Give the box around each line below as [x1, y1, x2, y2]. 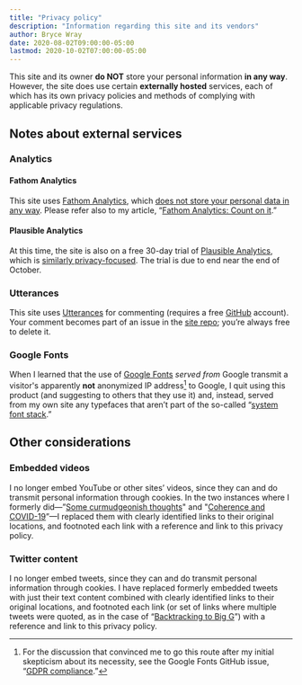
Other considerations [9, 435, 132, 450]
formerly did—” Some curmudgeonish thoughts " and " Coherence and [9, 501, 265, 512]
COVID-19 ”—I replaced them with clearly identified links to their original [9, 511, 274, 521]
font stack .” [9, 409, 52, 420]
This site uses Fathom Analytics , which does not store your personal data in [9, 195, 290, 206]
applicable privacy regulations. [9, 100, 123, 111]
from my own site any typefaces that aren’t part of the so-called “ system [9, 399, 279, 410]
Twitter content [9, 552, 78, 565]
